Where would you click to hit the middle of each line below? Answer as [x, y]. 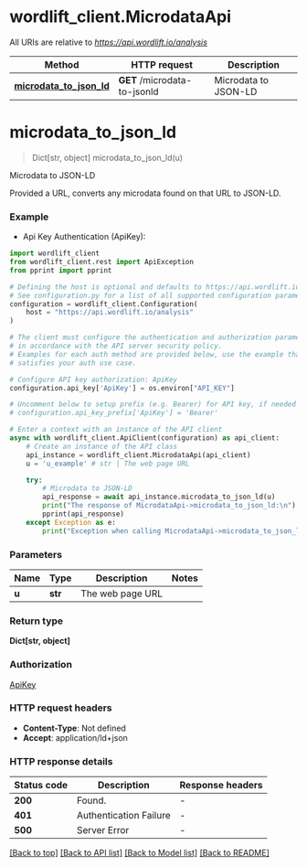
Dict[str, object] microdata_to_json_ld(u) [107, 157]
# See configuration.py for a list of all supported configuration [141, 295]
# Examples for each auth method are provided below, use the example [147, 354]
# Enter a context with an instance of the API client [116, 430]
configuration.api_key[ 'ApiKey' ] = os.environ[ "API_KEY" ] [122, 388]
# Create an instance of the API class [102, 446]
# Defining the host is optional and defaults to [106, 287]
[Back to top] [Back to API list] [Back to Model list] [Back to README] [139, 853]
